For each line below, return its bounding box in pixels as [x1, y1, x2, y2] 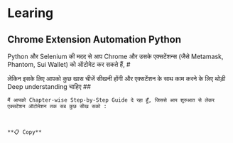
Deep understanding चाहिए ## [7, 83, 91, 90]
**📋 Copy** [7, 129, 42, 136]
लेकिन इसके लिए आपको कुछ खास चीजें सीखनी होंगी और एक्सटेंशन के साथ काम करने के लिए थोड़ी [7, 75, 226, 83]
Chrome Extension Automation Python [7, 33, 182, 46]
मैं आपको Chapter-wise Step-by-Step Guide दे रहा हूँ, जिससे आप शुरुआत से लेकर [7, 97, 215, 104]
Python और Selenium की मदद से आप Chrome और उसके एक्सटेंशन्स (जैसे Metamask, [7, 52, 224, 60]
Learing [7, 5, 54, 21]
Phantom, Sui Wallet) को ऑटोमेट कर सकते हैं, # [7, 60, 131, 68]
